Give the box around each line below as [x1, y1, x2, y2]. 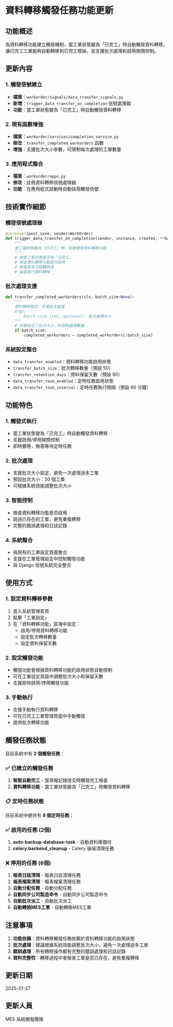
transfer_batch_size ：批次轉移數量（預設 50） [12, 365, 113, 371]
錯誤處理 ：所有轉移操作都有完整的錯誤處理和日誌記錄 [12, 948, 126, 954]
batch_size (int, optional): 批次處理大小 [24, 313, 112, 319]
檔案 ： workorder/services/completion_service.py [12, 133, 119, 139]
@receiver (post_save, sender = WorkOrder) [5, 231, 94, 236]
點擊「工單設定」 [12, 614, 49, 621]
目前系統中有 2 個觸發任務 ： [5, 750, 65, 756]
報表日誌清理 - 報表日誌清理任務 [12, 872, 81, 878]
